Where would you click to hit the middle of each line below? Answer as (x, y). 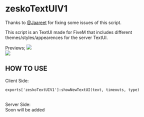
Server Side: (18, 104)
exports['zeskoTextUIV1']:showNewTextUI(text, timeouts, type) (72, 90)
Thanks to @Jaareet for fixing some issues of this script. (63, 22)
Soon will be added (25, 109)
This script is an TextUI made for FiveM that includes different (69, 32)
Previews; (15, 47)
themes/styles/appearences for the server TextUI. (57, 37)
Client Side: (17, 80)
